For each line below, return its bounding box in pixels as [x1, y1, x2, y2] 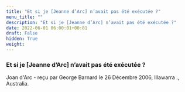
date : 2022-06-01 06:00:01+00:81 [6, 25, 88, 31]
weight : [6, 42, 25, 47]
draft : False [6, 30, 38, 36]
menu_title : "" [6, 14, 43, 20]
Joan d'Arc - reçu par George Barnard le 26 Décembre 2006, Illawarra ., [6, 74, 180, 81]
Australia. [6, 80, 29, 87]
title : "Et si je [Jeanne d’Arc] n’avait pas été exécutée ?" [6, 8, 161, 15]
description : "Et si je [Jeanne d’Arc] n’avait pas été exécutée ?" [6, 19, 177, 25]
